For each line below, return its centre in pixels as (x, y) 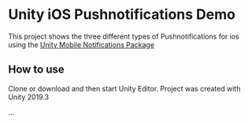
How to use (36, 70)
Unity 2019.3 (29, 97)
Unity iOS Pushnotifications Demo (122, 15)
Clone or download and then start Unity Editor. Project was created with (124, 88)
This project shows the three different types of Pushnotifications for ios (124, 36)
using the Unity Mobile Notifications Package (81, 44)
